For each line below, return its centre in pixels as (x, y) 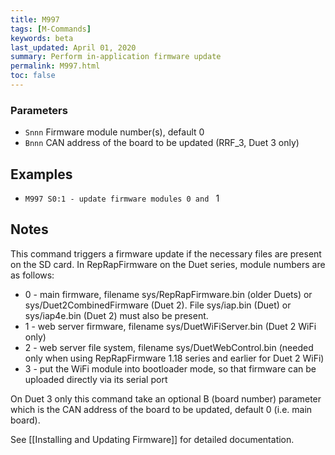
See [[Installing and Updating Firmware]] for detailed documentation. (152, 439)
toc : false (33, 76)
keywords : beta (42, 38)
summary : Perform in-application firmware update (116, 57)
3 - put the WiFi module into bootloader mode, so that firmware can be (170, 368)
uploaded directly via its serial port (96, 379)
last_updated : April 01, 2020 (73, 47)
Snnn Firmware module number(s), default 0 (114, 132)
